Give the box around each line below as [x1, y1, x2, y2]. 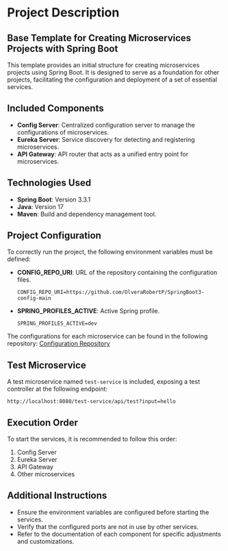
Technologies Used [7, 177, 91, 189]
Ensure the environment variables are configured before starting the [16, 508, 210, 516]
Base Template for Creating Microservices [7, 32, 192, 44]
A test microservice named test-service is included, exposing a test [7, 378, 201, 386]
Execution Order [7, 417, 79, 428]
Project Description [7, 5, 120, 21]
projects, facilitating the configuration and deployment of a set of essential [7, 75, 218, 84]
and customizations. [16, 537, 75, 546]
